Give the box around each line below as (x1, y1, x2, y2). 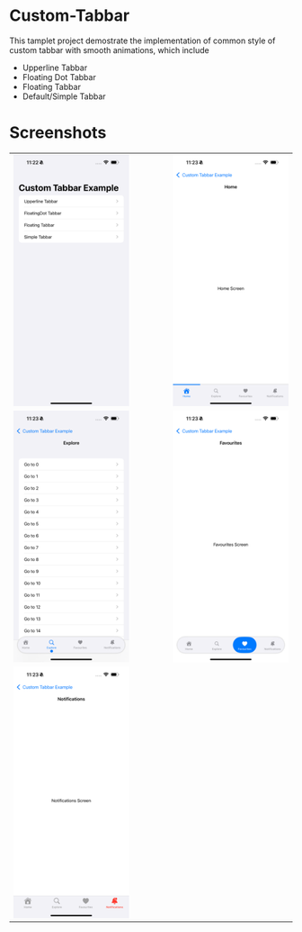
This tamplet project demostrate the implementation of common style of (9, 35, 276, 46)
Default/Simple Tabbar (22, 91, 106, 102)
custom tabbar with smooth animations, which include (9, 44, 209, 55)
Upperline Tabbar (22, 62, 88, 73)
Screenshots (9, 122, 107, 143)
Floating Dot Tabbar (22, 71, 96, 82)
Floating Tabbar (22, 81, 81, 92)
